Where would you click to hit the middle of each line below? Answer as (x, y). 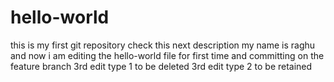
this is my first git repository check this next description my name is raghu (163, 45)
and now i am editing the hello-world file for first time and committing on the (167, 55)
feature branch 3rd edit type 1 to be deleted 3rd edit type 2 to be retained (161, 66)
